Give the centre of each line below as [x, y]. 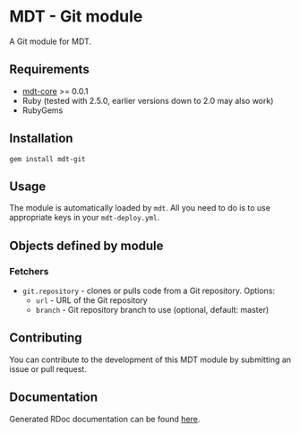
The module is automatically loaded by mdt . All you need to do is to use [140, 208]
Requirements [49, 69]
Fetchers [29, 271]
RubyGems [43, 110]
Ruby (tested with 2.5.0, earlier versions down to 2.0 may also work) [148, 100]
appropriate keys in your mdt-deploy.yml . [85, 218]
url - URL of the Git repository [91, 300]
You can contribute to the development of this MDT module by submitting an [150, 359]
